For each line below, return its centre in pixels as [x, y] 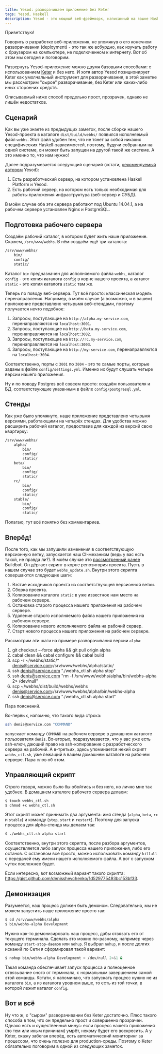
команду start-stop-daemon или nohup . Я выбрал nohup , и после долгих [77, 944]
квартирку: [16, 431]
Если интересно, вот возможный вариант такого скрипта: [65, 873]
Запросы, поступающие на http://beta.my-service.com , [69, 328]
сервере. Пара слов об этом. [35, 759]
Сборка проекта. [30, 590]
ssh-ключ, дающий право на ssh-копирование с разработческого [73, 744]
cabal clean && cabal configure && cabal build [58, 655]
